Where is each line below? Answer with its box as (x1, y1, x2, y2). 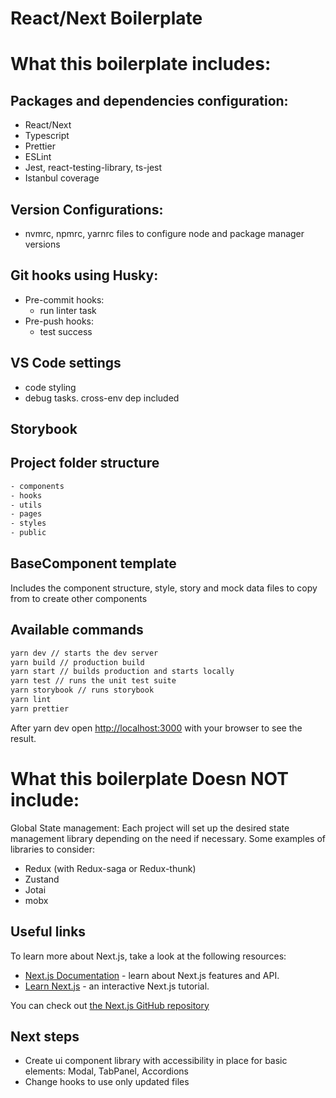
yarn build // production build (10, 657, 145, 667)
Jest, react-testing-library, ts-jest (24, 162, 163, 174)
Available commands (10, 622, 144, 639)
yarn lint (10, 695, 52, 705)
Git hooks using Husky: (10, 267, 159, 284)
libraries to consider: (10, 843, 96, 855)
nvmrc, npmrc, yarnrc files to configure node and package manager (24, 228, 305, 239)
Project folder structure (10, 455, 160, 472)
